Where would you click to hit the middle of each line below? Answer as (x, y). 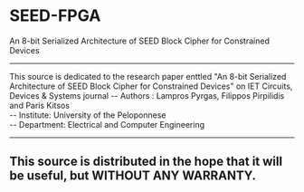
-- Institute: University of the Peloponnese (88, 115)
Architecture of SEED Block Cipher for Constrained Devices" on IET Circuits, (151, 86)
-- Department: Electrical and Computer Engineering (107, 124)
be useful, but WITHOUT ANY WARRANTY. (133, 176)
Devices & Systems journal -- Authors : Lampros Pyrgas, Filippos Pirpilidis (147, 95)
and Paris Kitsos (40, 105)
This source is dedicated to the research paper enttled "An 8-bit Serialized (148, 76)
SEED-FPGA (55, 16)
